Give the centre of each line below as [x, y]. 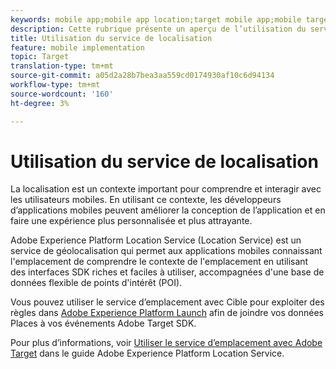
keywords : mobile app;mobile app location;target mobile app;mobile [156, 19]
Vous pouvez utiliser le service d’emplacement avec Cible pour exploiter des [167, 302]
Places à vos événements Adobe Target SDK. [103, 323]
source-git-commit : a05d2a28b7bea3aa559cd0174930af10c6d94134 [142, 76]
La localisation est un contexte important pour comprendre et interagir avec [166, 189]
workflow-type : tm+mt [55, 85]
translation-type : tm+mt [62, 66]
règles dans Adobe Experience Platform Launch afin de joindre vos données [167, 313]
